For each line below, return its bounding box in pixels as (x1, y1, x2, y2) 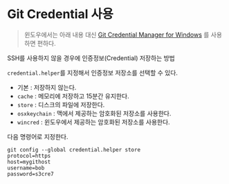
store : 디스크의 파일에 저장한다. (17, 100, 105, 109)
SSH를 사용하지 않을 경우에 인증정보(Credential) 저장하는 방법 (7, 53, 175, 62)
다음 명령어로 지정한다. (7, 132, 68, 140)
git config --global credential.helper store (7, 146, 140, 153)
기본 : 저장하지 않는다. (17, 83, 77, 91)
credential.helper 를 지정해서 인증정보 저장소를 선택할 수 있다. (7, 68, 178, 77)
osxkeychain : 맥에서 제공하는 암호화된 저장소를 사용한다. (17, 109, 172, 118)
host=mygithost (7, 158, 51, 165)
